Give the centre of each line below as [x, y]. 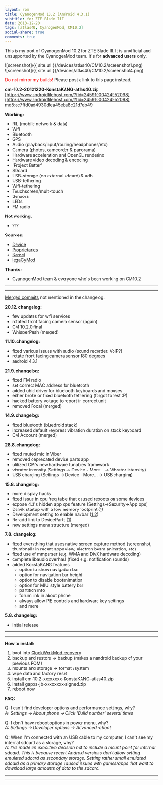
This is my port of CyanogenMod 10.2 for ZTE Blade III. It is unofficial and [78, 50]
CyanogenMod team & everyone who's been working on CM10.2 [76, 279]
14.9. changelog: [22, 415]
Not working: [19, 216]
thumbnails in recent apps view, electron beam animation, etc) [74, 549]
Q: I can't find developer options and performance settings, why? [70, 708]
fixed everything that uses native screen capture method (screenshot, [82, 544]
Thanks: [14, 269]
